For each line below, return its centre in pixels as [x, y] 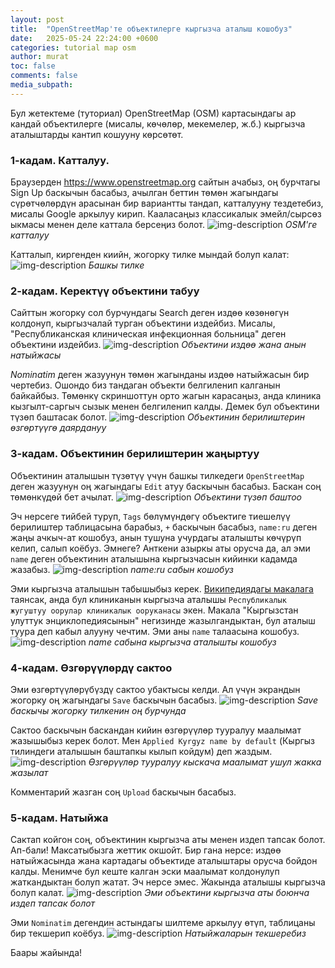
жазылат [29, 772]
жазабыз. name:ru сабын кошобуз [122, 569]
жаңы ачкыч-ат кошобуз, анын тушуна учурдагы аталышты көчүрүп [156, 537]
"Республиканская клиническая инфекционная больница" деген [148, 334]
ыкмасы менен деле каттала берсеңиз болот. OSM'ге [164, 225]
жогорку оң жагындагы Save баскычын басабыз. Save [164, 700]
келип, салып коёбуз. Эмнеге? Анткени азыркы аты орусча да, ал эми [160, 548]
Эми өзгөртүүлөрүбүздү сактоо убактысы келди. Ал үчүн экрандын [155, 689]
